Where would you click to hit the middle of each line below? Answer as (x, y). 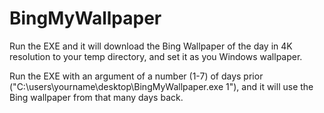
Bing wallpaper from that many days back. (96, 97)
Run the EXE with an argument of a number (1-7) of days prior (136, 76)
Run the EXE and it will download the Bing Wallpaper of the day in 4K (151, 46)
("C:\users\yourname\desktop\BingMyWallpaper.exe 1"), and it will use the (161, 86)
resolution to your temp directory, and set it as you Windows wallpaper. (156, 56)
